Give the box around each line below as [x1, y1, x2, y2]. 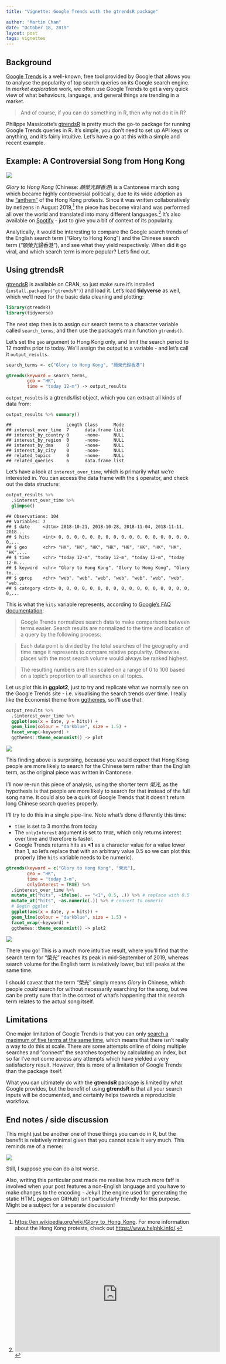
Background [6, 57, 52, 67]
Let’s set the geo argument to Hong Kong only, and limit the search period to [6, 338, 189, 345]
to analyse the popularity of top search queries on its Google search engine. [6, 79, 190, 86]
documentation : [6, 607, 44, 614]
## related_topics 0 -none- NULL [6, 453, 125, 459]
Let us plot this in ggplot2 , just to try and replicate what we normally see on [6, 683, 189, 691]
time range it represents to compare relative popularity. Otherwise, [20, 648, 182, 655]
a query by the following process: [20, 631, 101, 638]
